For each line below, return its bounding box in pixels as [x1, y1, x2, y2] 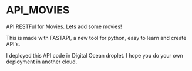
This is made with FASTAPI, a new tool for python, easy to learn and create [6, 34, 187, 41]
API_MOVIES [6, 4, 70, 17]
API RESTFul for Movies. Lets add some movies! [6, 23, 122, 30]
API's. [6, 40, 21, 48]
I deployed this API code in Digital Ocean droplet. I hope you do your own [6, 52, 183, 59]
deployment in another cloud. [6, 58, 78, 65]
